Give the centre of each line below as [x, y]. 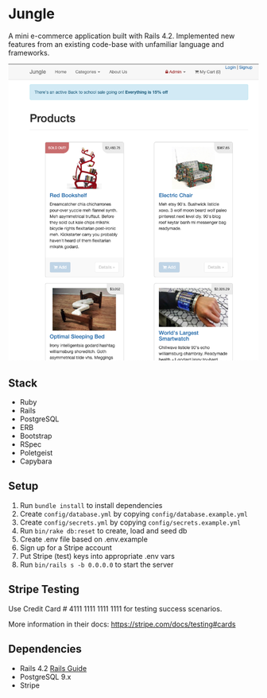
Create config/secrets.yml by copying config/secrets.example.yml [130, 522]
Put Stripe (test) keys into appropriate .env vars [97, 556]
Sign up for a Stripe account [66, 547]
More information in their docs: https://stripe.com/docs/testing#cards [122, 624]
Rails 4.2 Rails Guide [53, 668]
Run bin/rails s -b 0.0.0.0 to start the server [97, 564]
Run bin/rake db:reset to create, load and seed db [103, 530]
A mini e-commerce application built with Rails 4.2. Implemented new [122, 36]
